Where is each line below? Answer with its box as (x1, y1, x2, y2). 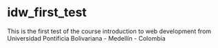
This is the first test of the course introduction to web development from (7, 27, 212, 35)
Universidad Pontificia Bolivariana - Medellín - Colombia (7, 34, 166, 42)
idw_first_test (7, 5, 87, 20)
